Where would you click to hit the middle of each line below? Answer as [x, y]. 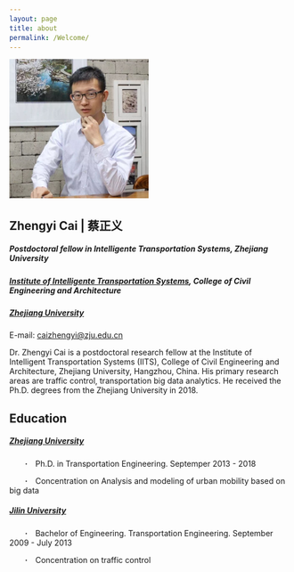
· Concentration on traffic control [88, 560]
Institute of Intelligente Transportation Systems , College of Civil [130, 281]
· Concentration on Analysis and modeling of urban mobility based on [155, 480]
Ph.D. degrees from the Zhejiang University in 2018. [104, 390]
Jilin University [38, 511]
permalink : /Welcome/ [49, 37]
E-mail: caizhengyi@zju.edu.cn [66, 335]
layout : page [33, 19]
